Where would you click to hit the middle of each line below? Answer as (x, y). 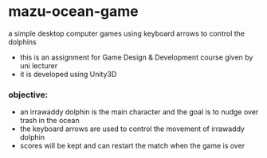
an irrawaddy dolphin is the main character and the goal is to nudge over (139, 112)
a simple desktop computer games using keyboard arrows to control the (127, 33)
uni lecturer (39, 65)
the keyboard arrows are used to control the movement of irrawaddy (132, 129)
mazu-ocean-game (73, 12)
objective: (28, 94)
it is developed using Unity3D (68, 74)
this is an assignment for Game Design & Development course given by (136, 57)
